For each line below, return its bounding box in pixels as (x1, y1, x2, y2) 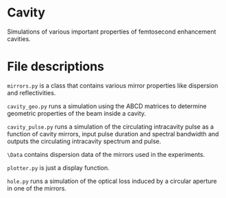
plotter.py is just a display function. (7, 163, 110, 172)
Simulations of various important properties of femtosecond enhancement (7, 27, 216, 36)
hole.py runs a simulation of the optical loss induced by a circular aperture (7, 177, 217, 185)
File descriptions (7, 59, 105, 75)
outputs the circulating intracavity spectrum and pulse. (7, 137, 162, 145)
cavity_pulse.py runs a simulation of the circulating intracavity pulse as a (7, 122, 214, 131)
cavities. (7, 34, 31, 42)
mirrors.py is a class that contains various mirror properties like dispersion (7, 81, 218, 90)
